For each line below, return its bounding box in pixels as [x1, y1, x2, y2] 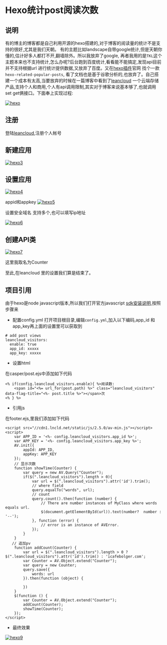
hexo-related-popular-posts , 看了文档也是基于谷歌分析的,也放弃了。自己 [5, 71, 155, 77]
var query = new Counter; [23, 563, 77, 568]
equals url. [5, 505, 30, 510]
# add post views [5, 333, 41, 338]
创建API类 [5, 235, 36, 244]
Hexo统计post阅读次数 [5, 4, 99, 16]
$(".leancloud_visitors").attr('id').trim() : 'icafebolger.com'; [5, 554, 146, 559]
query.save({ [23, 567, 50, 572]
